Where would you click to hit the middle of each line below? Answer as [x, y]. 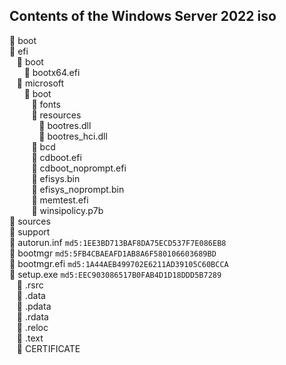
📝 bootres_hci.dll [73, 136]
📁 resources [56, 115]
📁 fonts [46, 104]
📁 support [30, 231]
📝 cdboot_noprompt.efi [79, 168]
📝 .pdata [34, 306]
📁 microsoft [40, 83]
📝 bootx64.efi [52, 72]
